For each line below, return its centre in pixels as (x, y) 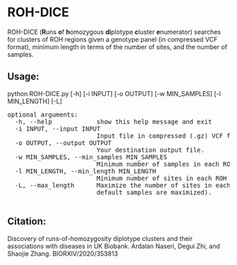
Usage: (24, 77)
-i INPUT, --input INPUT (57, 129)
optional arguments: (43, 114)
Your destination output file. (150, 150)
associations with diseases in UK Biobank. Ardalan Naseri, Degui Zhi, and (114, 246)
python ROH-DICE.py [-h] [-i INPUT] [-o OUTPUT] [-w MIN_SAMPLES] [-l (114, 93)
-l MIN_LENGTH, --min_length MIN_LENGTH (85, 171)
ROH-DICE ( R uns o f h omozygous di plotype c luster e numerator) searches (114, 32)
